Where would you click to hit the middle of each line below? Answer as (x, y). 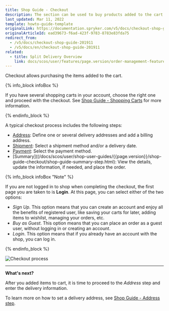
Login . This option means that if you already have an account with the (85, 234)
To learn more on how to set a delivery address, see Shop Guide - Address (82, 298)
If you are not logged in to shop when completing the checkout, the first (80, 187)
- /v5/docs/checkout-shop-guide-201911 (52, 43)
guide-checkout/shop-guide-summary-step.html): (64, 162)
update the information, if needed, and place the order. (69, 167)
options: (14, 197)
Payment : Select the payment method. (52, 151)
